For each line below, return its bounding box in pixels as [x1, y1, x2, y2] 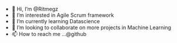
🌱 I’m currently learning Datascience [11, 18, 100, 24]
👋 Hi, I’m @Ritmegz [11, 6, 59, 12]
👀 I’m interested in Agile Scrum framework [11, 12, 114, 19]
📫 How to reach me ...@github [11, 31, 86, 37]
